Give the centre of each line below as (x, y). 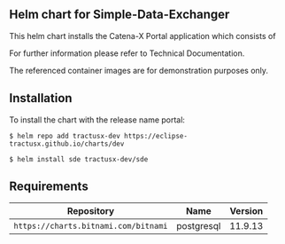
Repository (91, 211)
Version (246, 211)
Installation (41, 98)
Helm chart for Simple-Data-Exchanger (119, 15)
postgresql (199, 226)
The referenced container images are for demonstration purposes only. (139, 70)
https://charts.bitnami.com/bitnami (91, 226)
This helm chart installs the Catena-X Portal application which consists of (142, 35)
